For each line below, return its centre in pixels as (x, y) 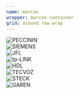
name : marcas (23, 12)
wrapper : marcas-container (40, 17)
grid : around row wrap (35, 23)
